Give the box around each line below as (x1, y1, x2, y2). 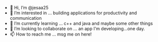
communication (9, 15, 42, 21)
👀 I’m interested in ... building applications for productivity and (9, 10, 137, 16)
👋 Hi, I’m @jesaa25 (9, 5, 49, 10)
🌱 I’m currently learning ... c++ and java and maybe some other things (9, 20, 153, 26)
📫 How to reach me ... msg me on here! (9, 31, 92, 37)
